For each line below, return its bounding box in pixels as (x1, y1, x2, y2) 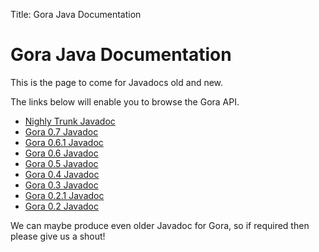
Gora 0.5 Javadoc (24, 157, 99, 169)
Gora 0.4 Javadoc (24, 168, 100, 180)
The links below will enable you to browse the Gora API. (10, 95, 240, 108)
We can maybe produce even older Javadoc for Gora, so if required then (10, 219, 310, 231)
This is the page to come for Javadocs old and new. (10, 76, 224, 88)
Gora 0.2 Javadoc (24, 200, 99, 212)
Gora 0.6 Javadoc (24, 147, 99, 159)
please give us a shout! (10, 230, 106, 242)
